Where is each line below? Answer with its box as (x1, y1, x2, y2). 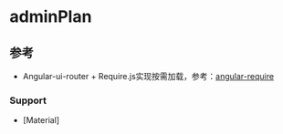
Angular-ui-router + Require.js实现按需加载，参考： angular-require (22, 71, 275, 81)
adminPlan (9, 6, 92, 27)
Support (9, 94, 47, 107)
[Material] (22, 115, 60, 126)
